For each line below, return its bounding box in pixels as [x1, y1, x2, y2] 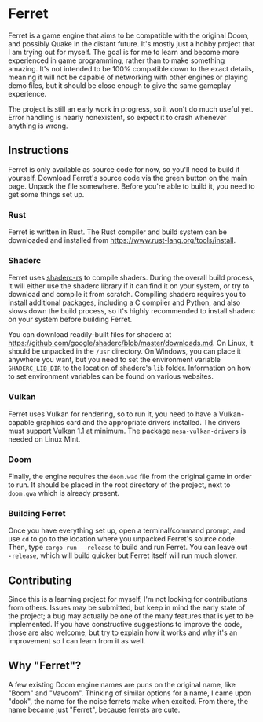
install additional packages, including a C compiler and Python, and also [8, 298, 241, 307]
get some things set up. [8, 189, 85, 199]
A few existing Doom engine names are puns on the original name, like [8, 680, 236, 689]
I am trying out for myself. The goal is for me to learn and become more [8, 47, 239, 57]
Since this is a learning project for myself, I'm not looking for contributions [8, 595, 247, 604]
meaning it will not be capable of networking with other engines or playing [8, 72, 249, 82]
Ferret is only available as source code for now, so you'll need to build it [8, 164, 240, 174]
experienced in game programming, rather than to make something [8, 56, 225, 65]
